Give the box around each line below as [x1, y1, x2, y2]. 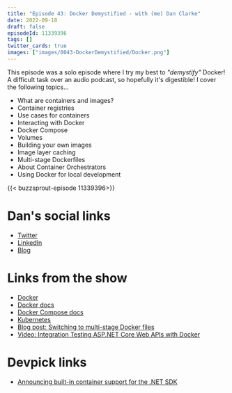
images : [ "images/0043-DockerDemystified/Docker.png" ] [7, 49, 170, 56]
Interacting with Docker [17, 118, 85, 127]
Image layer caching [17, 147, 76, 157]
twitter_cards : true [7, 42, 68, 49]
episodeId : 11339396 [7, 29, 68, 37]
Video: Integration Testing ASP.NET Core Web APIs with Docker [17, 330, 201, 338]
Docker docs [17, 300, 54, 309]
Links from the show [7, 271, 127, 286]
